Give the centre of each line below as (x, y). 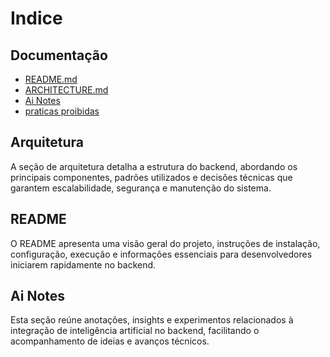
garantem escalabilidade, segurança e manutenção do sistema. (141, 188)
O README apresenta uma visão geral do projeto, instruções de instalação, (165, 243)
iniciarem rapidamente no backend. (83, 264)
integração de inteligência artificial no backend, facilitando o (135, 331)
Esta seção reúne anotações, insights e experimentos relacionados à (152, 320)
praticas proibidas (62, 111)
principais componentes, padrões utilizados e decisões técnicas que (151, 177)
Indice (36, 18)
